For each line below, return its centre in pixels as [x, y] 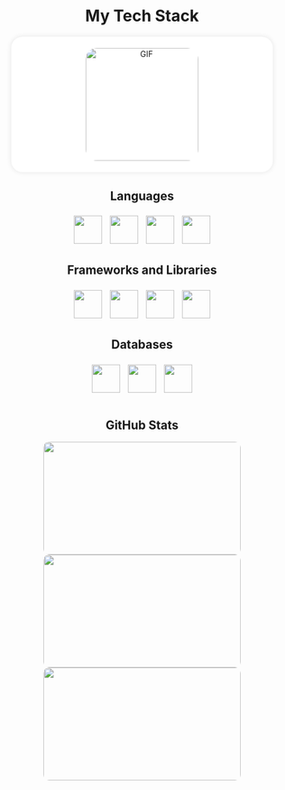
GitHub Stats [142, 425]
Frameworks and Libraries [142, 270]
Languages [142, 195]
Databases [142, 344]
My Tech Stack [142, 16]
